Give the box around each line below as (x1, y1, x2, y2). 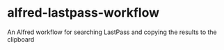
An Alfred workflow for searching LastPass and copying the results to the (7, 28, 217, 36)
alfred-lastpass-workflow (7, 5, 160, 21)
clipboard (7, 35, 35, 43)
